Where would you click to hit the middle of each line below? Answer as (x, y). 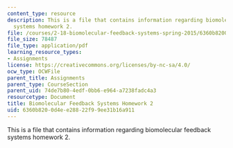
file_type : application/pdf (48, 46)
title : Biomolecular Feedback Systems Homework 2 (80, 104)
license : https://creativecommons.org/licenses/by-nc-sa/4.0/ (99, 65)
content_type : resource (42, 13)
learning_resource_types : (44, 53)
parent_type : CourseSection (48, 84)
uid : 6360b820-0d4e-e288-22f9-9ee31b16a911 (71, 110)
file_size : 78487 (32, 39)
